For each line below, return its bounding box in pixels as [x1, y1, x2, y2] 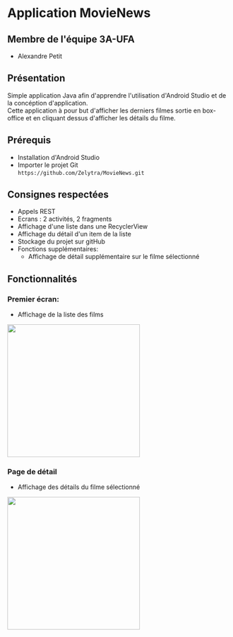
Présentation [7, 72, 66, 84]
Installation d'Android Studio [17, 153, 100, 161]
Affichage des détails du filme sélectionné [17, 483, 141, 491]
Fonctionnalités [7, 272, 78, 285]
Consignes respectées [7, 189, 109, 201]
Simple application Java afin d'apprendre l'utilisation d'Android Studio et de [7, 91, 227, 100]
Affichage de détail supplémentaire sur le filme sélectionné [28, 253, 200, 261]
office [7, 113, 25, 122]
